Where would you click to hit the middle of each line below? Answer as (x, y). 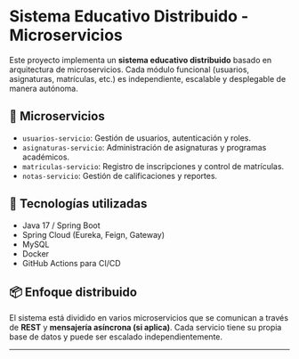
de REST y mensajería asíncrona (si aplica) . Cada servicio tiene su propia (145, 328)
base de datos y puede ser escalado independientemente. (116, 337)
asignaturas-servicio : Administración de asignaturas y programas (144, 147)
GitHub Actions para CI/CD (72, 263)
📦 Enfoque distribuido (73, 292)
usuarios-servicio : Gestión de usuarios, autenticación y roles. (137, 138)
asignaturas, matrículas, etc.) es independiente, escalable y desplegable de (148, 78)
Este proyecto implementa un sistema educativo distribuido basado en (141, 60)
